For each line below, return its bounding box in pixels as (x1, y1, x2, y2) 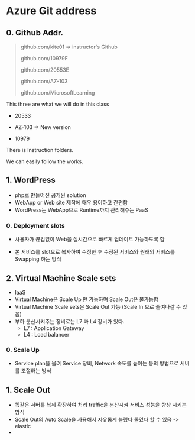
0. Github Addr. (6, 28, 64, 38)
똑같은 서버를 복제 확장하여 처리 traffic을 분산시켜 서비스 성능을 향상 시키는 (14, 401, 187, 409)
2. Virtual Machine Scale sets (6, 273, 116, 283)
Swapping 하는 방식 (14, 255, 61, 263)
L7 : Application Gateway (23, 324, 84, 332)
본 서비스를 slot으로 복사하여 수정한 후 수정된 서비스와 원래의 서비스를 (14, 248, 175, 255)
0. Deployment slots (6, 221, 65, 229)
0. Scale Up (6, 345, 40, 354)
